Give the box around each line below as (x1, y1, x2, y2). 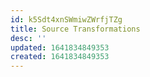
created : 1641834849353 (10, 52, 110, 62)
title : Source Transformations (10, 24, 141, 34)
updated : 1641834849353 (10, 42, 110, 53)
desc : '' (10, 33, 47, 43)
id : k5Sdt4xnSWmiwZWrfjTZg (10, 14, 123, 25)
